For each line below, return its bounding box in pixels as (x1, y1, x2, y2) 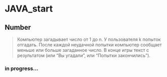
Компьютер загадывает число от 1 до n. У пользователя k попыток (17, 36, 161, 42)
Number (5, 23, 31, 32)
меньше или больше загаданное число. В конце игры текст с (17, 47, 149, 53)
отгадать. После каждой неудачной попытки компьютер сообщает (17, 42, 162, 48)
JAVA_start (5, 3, 53, 15)
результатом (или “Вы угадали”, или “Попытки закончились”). (17, 52, 151, 58)
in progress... (5, 65, 39, 72)
